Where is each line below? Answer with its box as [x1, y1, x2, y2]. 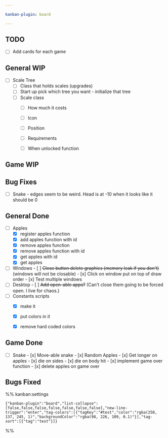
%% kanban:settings [5, 391, 49, 397]
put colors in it [20, 313, 51, 319]
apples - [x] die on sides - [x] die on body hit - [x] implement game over [12, 358, 163, 364]
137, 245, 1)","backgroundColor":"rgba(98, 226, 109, [5, 415, 121, 420]
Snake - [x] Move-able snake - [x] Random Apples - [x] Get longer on [12, 352, 158, 358]
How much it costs [27, 105, 67, 111]
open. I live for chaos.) [12, 288, 60, 294]
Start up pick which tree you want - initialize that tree [20, 88, 131, 95]
